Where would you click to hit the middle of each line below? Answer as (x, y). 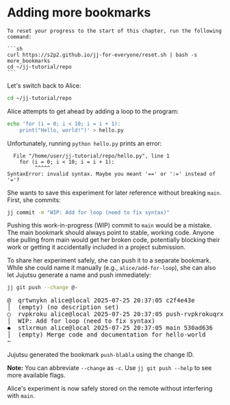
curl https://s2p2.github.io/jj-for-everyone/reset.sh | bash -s (102, 55)
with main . (21, 396)
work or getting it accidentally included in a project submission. (97, 247)
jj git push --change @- (42, 288)
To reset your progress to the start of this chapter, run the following (115, 31)
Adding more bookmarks (79, 13)
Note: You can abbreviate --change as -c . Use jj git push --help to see (110, 368)
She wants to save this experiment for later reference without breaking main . (114, 193)
